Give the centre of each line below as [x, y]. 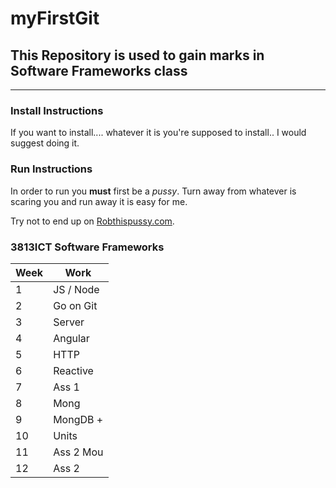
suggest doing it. [45, 143]
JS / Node [76, 289]
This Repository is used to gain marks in [137, 55]
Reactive [73, 370]
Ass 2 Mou [78, 452]
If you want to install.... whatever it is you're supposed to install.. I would [158, 133]
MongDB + [78, 419]
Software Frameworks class [99, 70]
